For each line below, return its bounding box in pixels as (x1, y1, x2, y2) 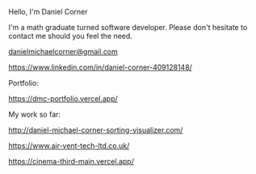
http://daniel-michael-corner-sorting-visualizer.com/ (8, 125, 183, 134)
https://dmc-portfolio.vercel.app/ (8, 94, 119, 104)
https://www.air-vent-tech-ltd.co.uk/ (8, 141, 130, 151)
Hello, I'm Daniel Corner (8, 7, 88, 16)
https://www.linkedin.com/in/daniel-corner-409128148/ (8, 62, 192, 72)
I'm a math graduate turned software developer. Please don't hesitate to (8, 23, 248, 32)
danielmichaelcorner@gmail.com (8, 47, 119, 56)
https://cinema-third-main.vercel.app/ (8, 157, 135, 166)
